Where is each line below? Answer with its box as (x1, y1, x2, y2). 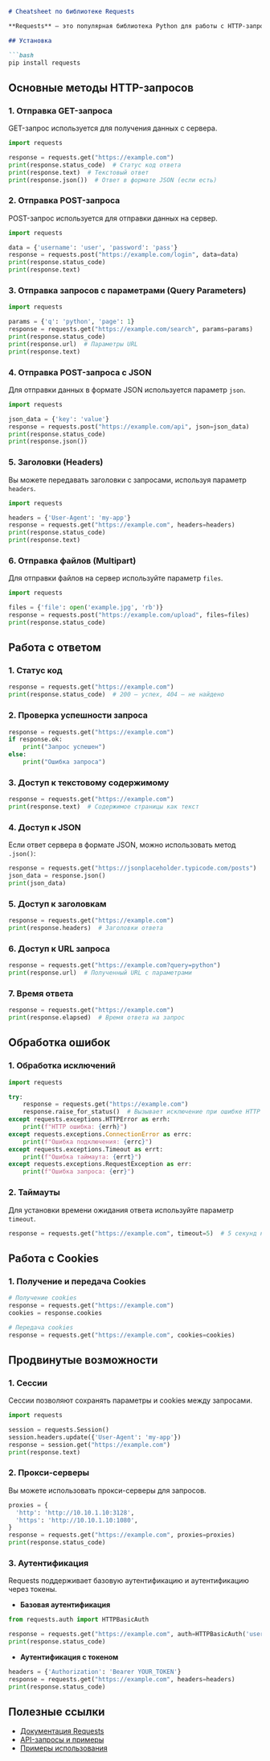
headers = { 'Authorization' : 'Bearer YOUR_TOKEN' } (8, 1668, 182, 1676)
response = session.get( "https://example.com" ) (8, 1441, 171, 1449)
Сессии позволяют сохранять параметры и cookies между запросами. (8, 1395, 253, 1405)
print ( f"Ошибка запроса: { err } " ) (22, 1168, 135, 1176)
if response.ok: (8, 735, 63, 744)
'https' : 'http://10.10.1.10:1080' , (15, 1516, 138, 1524)
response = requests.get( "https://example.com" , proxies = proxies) (8, 1531, 235, 1540)
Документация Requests (19, 1726, 104, 1736)
